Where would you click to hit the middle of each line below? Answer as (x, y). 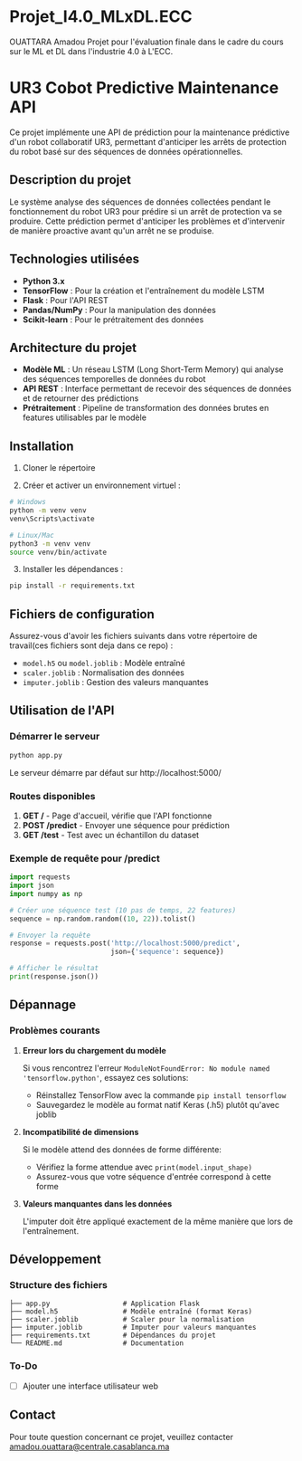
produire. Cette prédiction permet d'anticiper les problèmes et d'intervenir (147, 221)
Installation (42, 446)
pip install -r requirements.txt (72, 586)
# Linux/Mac (32, 535)
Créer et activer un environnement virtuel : (101, 485)
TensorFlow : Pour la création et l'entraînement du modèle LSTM (143, 291)
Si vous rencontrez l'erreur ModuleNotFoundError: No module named (146, 1068)
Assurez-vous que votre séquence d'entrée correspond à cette (153, 1176)
